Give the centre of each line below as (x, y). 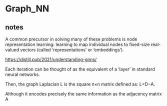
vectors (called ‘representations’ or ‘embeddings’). (72, 50)
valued (12, 50)
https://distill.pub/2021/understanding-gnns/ (51, 59)
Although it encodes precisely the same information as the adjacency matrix (83, 94)
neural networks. (22, 74)
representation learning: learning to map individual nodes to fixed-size (77, 44)
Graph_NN (27, 9)
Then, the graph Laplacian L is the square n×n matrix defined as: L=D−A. (80, 84)
